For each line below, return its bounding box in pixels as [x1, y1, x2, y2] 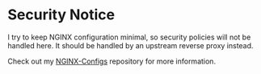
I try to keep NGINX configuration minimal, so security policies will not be [7, 32, 251, 42]
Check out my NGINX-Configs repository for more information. [7, 56, 216, 66]
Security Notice [7, 6, 115, 24]
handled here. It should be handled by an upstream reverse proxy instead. [7, 40, 254, 50]
